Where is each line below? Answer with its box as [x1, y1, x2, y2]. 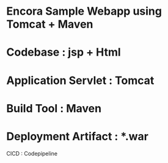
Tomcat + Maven [6, 17, 93, 31]
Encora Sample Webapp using [6, 4, 162, 18]
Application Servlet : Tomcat [6, 74, 155, 87]
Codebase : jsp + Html [6, 45, 121, 59]
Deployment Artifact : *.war [6, 129, 148, 143]
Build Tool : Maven [6, 101, 102, 115]
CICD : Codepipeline [6, 150, 58, 157]
